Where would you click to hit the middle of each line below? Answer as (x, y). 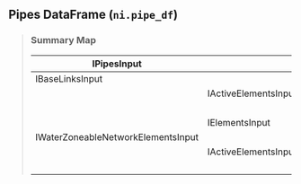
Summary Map (63, 40)
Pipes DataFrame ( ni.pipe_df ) (93, 15)
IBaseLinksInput (69, 78)
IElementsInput (239, 122)
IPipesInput (117, 64)
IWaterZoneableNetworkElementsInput (117, 136)
